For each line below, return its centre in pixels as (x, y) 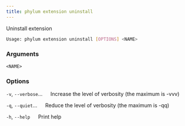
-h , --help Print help (34, 117)
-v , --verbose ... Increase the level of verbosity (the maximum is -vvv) (93, 94)
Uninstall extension (29, 28)
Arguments (23, 54)
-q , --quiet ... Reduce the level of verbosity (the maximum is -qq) (88, 105)
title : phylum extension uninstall (50, 11)
